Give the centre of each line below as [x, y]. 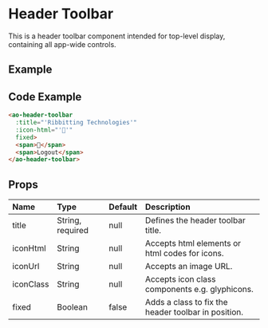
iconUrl [26, 267]
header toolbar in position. [194, 312]
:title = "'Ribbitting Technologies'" [76, 123]
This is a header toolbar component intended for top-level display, [117, 36]
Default [123, 207]
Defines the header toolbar [195, 220]
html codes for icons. [185, 254]
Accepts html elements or [193, 243]
